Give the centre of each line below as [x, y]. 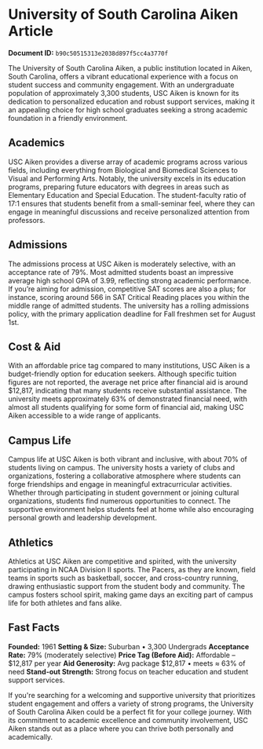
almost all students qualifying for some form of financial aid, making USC [126, 407]
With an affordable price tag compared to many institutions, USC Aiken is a [129, 366]
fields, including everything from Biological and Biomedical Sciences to [123, 170]
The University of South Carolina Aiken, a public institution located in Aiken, [130, 68]
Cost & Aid [35, 347]
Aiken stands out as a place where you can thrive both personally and [121, 729]
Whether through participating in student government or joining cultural [124, 493]
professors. [27, 220]
